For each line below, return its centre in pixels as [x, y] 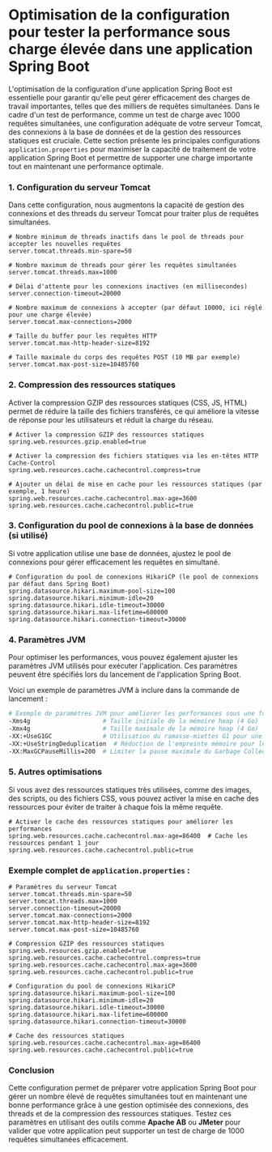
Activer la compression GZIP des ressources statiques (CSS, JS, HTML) [128, 402]
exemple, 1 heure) [39, 491]
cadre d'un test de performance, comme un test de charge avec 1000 [124, 114]
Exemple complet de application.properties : [99, 870]
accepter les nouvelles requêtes [65, 244]
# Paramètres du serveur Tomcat [63, 887]
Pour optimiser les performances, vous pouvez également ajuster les [123, 657]
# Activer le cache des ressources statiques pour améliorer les [121, 822]
